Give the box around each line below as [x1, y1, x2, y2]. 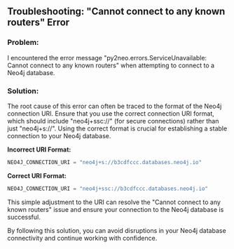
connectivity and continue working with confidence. [7, 234, 158, 242]
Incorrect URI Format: [7, 145, 71, 154]
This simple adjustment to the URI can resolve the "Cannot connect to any [7, 198, 221, 206]
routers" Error [7, 17, 70, 29]
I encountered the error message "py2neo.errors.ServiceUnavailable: [7, 53, 207, 62]
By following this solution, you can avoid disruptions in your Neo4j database [7, 226, 226, 234]
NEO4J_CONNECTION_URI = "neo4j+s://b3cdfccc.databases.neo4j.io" [7, 159, 202, 166]
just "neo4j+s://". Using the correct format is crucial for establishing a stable [7, 124, 228, 133]
